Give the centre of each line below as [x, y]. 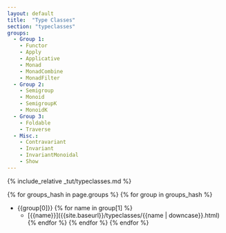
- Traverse [35, 129]
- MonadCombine [41, 71]
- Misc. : [26, 136]
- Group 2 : [29, 84]
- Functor [34, 46]
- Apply [30, 53]
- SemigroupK [38, 104]
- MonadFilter [40, 78]
